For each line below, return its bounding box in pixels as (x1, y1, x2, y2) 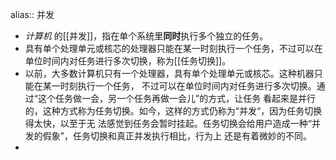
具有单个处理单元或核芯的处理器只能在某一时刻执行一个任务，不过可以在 (24, 43, 323, 54)
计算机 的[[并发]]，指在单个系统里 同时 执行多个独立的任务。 (24, 30, 269, 42)
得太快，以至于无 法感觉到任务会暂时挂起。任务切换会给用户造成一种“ (24, 118, 312, 129)
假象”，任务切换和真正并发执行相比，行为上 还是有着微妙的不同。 (42, 130, 312, 142)
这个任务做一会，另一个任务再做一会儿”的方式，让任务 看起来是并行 (37, 93, 317, 104)
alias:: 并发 (10, 9, 55, 20)
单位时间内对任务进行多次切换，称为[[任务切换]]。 (24, 55, 232, 67)
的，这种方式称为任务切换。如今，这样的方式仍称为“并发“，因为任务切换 (24, 105, 323, 117)
